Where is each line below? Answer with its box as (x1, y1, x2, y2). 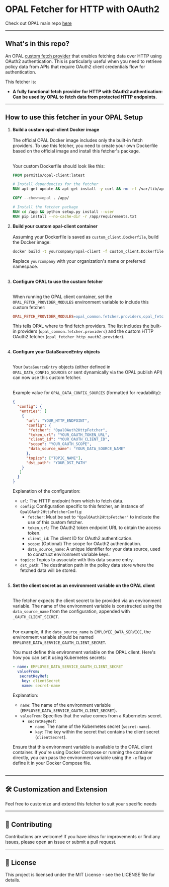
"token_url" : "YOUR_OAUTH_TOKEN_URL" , (28, 432, 110, 437)
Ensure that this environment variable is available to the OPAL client (12, 744, 152, 750)
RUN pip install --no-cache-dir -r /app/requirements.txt (12, 214, 137, 219)
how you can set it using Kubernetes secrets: (12, 654, 107, 660)
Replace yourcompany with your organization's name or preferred (12, 258, 146, 264)
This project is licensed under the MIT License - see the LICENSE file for (5, 872, 155, 877)
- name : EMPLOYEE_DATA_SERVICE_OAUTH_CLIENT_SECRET (12, 664, 123, 670)
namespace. (12, 263, 39, 269)
